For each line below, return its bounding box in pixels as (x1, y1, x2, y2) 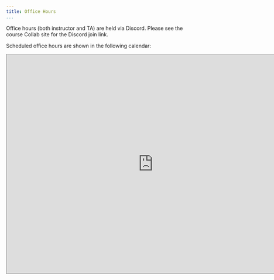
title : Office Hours (6, 8, 57, 15)
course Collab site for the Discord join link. (6, 30, 108, 38)
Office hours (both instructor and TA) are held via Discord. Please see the (6, 25, 183, 32)
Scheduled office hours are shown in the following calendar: (6, 42, 151, 49)
